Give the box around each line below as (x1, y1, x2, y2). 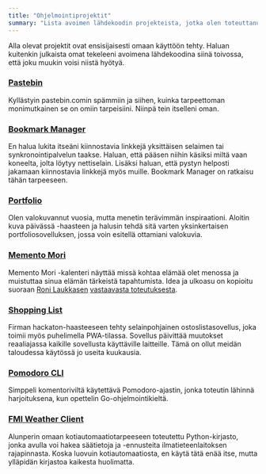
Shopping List (8, 304, 63, 315)
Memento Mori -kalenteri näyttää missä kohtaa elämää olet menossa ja (8, 267, 239, 277)
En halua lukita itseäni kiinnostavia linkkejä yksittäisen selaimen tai (8, 142, 224, 151)
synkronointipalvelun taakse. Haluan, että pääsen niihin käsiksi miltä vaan (8, 150, 248, 159)
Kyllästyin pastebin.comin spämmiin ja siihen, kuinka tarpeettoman (8, 95, 226, 105)
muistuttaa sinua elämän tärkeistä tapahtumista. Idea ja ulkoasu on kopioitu (8, 276, 253, 285)
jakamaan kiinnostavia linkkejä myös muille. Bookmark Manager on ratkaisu (8, 167, 254, 177)
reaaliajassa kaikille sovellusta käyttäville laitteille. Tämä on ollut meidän (8, 338, 241, 349)
